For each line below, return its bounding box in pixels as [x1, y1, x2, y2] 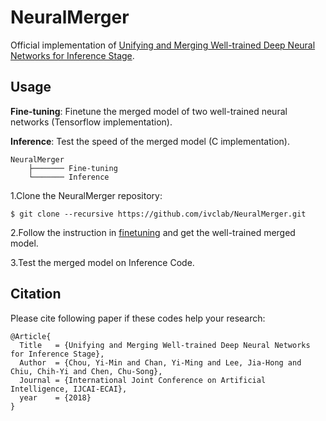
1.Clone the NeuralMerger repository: [10, 189, 163, 201]
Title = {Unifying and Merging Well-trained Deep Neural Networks [19, 340, 311, 350]
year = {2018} [19, 392, 92, 403]
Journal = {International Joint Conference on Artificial [19, 375, 267, 385]
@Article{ [10, 331, 52, 341]
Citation [10, 286, 62, 303]
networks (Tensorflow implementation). [10, 116, 173, 128]
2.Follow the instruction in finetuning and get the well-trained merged [10, 226, 296, 238]
